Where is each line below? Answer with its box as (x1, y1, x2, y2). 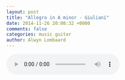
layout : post (6, 8, 39, 15)
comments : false (6, 25, 47, 32)
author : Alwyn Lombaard (6, 37, 66, 43)
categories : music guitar (6, 32, 71, 38)
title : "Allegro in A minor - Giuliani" (6, 15, 110, 21)
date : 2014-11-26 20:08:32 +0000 (6, 20, 91, 26)
